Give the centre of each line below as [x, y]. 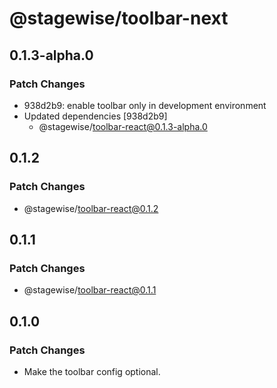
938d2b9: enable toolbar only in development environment [145, 105]
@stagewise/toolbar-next [119, 18]
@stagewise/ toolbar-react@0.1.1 [90, 290]
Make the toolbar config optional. [92, 371]
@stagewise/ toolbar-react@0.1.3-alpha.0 [123, 126]
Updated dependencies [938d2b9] [95, 116]
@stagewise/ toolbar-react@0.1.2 [91, 208]
